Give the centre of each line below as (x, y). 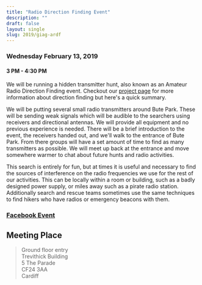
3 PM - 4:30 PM (27, 70)
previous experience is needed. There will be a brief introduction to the (96, 129)
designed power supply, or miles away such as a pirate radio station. (92, 186)
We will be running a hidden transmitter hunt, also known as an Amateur (97, 85)
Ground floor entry (45, 249)
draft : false (23, 23)
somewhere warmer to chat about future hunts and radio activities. (90, 155)
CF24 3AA (34, 269)
